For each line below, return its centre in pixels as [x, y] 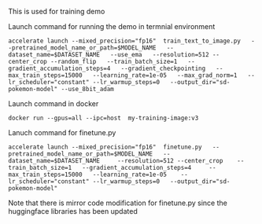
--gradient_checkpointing [163, 68]
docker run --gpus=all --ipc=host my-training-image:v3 [103, 118]
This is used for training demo [57, 11]
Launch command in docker [54, 104]
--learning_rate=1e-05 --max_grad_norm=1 [165, 75]
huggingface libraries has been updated [73, 211]
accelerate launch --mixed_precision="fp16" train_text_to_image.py [125, 41]
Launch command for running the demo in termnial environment [112, 26]
